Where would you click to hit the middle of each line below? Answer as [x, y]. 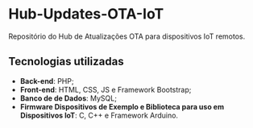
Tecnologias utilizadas [66, 62]
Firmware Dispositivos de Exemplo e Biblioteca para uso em [122, 106]
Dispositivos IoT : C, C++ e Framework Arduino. [99, 115]
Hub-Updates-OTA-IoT [86, 14]
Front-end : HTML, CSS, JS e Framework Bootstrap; [106, 89]
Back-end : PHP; [47, 81]
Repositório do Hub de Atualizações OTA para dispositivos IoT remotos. [127, 36]
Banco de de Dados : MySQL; [68, 98]
